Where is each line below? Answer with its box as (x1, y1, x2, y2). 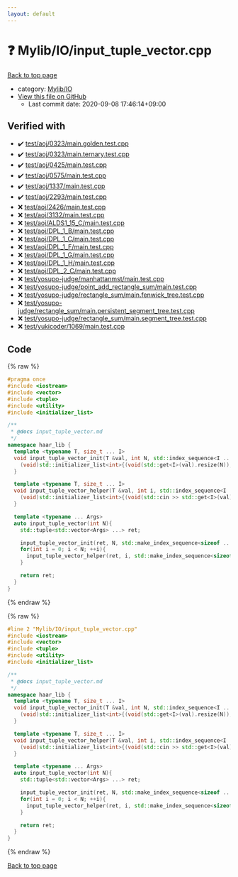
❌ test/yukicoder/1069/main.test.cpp (17, 322, 125, 331)
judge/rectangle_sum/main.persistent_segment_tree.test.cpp (17, 307, 195, 315)
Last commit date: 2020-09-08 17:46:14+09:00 (28, 99, 166, 108)
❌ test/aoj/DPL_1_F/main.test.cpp (17, 243, 114, 251)
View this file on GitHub (17, 92, 87, 100)
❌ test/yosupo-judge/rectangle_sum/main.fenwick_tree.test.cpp (17, 290, 205, 299)
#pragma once (7, 376, 46, 383)
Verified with (7, 120, 66, 132)
